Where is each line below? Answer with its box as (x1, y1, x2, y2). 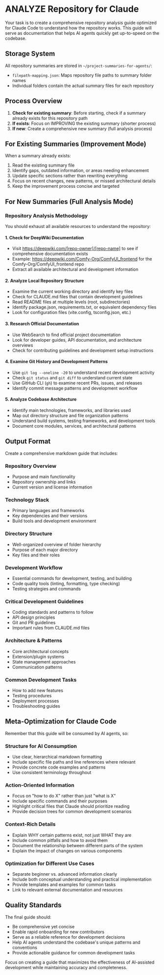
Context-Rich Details (5, 821, 56, 828)
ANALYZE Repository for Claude (5, 3, 139, 15)
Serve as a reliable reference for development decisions (12, 934, 125, 940)
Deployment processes (12, 698, 59, 704)
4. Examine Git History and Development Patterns (5, 359, 108, 365)
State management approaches (12, 659, 76, 664)
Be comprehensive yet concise (12, 923, 75, 929)
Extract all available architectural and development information (12, 266, 139, 272)
